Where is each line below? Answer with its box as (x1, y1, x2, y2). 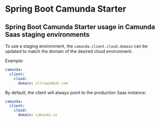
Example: (5, 58, 24, 64)
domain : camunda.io (17, 113, 57, 118)
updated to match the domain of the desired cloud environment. (5, 49, 133, 54)
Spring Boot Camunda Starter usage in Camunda (5, 23, 155, 31)
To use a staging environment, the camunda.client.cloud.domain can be (5, 43, 148, 49)
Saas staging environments (5, 30, 90, 38)
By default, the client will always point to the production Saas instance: (5, 89, 146, 95)
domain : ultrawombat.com (17, 81, 68, 86)
